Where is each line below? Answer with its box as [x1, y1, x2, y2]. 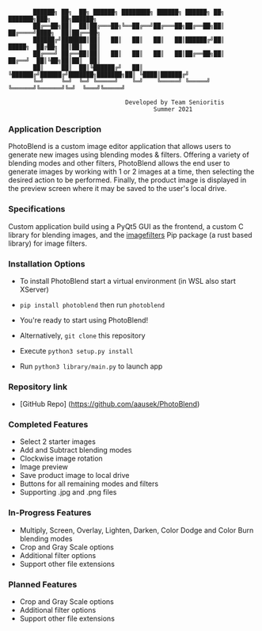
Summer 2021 [153, 105, 193, 113]
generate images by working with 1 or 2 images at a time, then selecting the [8, 167, 255, 177]
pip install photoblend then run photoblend [19, 300, 165, 309]
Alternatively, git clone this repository [19, 331, 146, 340]
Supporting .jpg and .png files [19, 488, 117, 497]
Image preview [19, 462, 69, 472]
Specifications [8, 204, 66, 215]
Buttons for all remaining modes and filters [19, 479, 159, 488]
